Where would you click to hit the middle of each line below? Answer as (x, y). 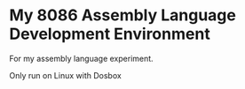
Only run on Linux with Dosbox (65, 75)
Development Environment (110, 34)
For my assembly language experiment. (81, 58)
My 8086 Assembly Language (123, 15)
